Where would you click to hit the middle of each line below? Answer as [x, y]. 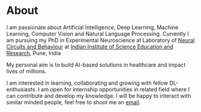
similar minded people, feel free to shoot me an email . [73, 102]
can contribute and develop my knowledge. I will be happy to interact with [99, 96]
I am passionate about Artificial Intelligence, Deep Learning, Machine [93, 27]
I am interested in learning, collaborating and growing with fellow [87, 83]
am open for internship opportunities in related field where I [115, 89]
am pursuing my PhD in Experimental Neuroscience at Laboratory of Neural [101, 40]
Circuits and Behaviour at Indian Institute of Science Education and [90, 47]
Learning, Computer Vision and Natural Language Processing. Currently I [98, 33]
